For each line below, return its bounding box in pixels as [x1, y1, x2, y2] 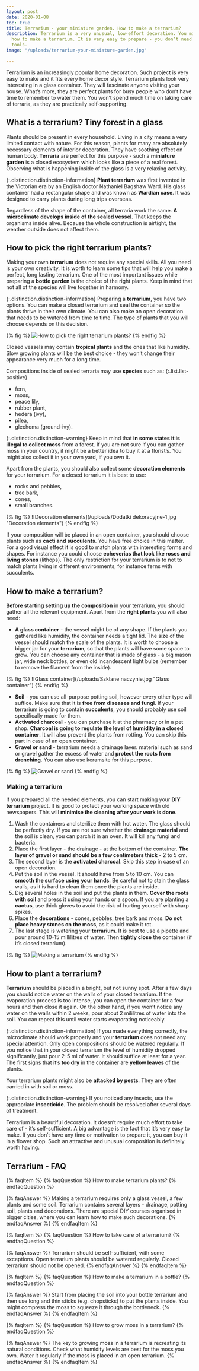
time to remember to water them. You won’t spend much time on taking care [6, 94, 192, 101]
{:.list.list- [165, 367, 189, 375]
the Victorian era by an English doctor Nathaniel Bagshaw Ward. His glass [6, 182, 186, 190]
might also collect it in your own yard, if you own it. [6, 453, 130, 461]
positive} [6, 374, 28, 381]
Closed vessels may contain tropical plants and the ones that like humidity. [6, 344, 190, 351]
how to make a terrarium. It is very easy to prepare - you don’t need [11, 36, 192, 42]
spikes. [14, 909, 33, 916]
